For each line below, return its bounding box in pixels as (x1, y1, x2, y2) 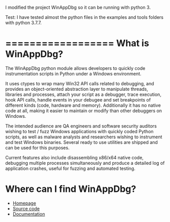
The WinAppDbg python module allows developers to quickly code (5, 65, 146, 71)
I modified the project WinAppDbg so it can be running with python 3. (5, 5, 151, 10)
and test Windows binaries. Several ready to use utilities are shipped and (5, 139, 158, 145)
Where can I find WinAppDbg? (5, 183, 136, 195)
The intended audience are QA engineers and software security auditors (5, 122, 157, 129)
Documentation (12, 211, 45, 217)
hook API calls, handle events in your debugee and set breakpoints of (5, 96, 151, 103)
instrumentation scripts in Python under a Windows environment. (5, 70, 141, 77)
